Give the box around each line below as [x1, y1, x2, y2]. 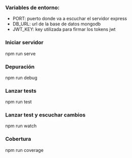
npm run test [5, 99, 32, 105]
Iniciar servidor [5, 39, 44, 46]
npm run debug [5, 74, 37, 81]
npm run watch [5, 123, 37, 129]
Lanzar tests [5, 87, 37, 94]
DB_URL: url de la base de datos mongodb [12, 21, 101, 27]
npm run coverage [5, 147, 44, 153]
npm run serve [5, 50, 36, 57]
